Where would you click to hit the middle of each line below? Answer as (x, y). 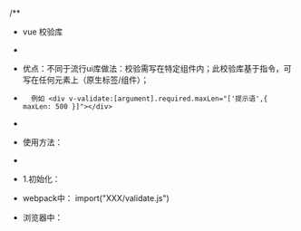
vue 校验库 (43, 32)
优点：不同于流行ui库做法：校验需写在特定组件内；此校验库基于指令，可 (157, 68)
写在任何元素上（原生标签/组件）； (86, 80)
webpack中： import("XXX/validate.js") (96, 198)
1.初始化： (41, 179)
